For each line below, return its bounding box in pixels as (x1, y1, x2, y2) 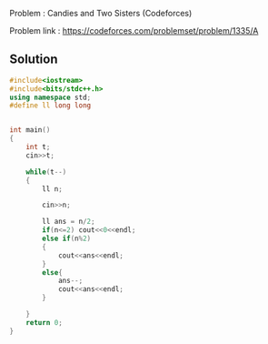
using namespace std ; (9, 93, 92, 102)
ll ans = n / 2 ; (42, 218, 95, 227)
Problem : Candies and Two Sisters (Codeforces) (9, 8, 193, 18)
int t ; (25, 143, 51, 152)
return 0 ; (25, 318, 64, 327)
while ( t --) (25, 167, 67, 177)
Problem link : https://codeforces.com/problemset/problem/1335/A (9, 25, 259, 35)
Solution (9, 52, 58, 67)
